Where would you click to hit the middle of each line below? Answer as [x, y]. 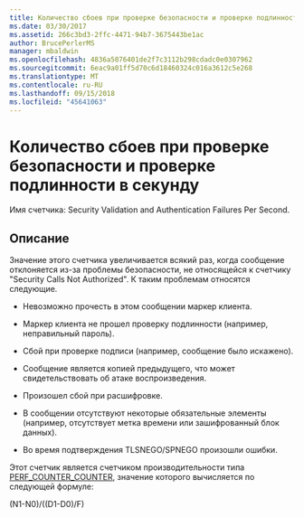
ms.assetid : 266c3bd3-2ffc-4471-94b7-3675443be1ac [107, 34]
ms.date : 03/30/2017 [48, 26]
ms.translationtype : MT [54, 77]
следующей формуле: [52, 487]
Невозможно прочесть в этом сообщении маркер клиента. [137, 306]
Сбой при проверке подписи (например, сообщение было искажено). [158, 351]
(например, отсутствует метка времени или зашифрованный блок [151, 423]
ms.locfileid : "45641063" [58, 102]
